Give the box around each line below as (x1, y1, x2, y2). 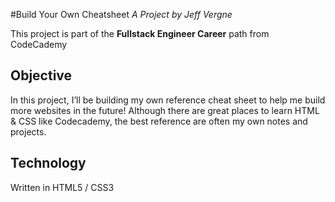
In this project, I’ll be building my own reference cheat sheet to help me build (10, 94, 326, 106)
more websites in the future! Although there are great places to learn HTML (10, 104, 320, 116)
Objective (10, 67, 73, 84)
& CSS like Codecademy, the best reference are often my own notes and (10, 115, 308, 127)
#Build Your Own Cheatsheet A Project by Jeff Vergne (10, 9, 233, 20)
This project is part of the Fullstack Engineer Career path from (10, 28, 270, 39)
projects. (10, 125, 47, 138)
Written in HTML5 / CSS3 (10, 181, 115, 193)
